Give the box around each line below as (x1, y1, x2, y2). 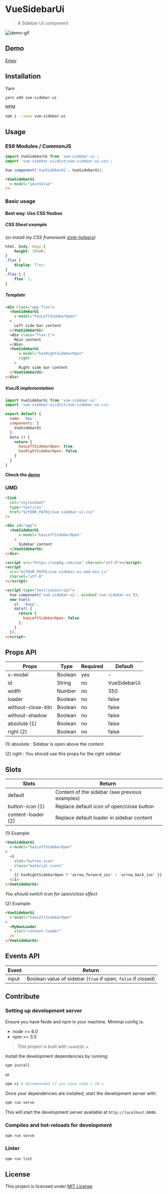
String (56, 680, 71, 687)
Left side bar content (14, 323, 61, 328)
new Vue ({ (9, 597, 30, 602)
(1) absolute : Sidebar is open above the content (5, 741, 104, 747)
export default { (5, 411, 41, 416)
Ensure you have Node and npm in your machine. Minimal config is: (5, 1018, 144, 1024)
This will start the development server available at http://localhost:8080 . (5, 1109, 157, 1115)
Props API (5, 648, 36, 657)
